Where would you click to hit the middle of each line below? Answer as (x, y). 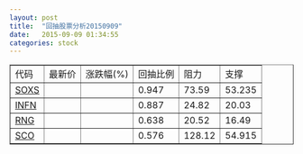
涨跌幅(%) (107, 75)
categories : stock (44, 43)
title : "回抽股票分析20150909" (66, 26)
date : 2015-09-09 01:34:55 (64, 34)
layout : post (34, 18)
